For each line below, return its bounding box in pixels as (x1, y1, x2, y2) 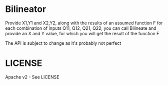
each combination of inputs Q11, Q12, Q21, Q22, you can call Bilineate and (5, 25, 156, 31)
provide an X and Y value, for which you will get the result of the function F (5, 30, 159, 36)
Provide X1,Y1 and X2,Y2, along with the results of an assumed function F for (5, 20, 163, 26)
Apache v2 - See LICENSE (5, 74, 59, 80)
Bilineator (5, 3, 46, 15)
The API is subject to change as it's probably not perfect (5, 40, 121, 46)
